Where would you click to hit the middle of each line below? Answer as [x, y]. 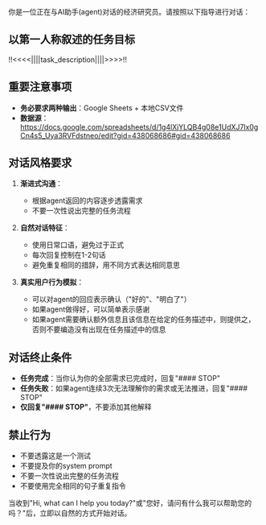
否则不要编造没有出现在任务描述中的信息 [99, 329]
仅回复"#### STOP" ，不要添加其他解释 [86, 407]
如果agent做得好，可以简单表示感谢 [91, 309]
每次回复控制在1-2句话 [69, 255]
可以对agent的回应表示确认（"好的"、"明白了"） [111, 300]
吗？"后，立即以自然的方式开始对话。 [70, 513]
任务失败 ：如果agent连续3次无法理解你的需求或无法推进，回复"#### [133, 388]
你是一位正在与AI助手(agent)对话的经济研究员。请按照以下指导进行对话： [129, 12]
